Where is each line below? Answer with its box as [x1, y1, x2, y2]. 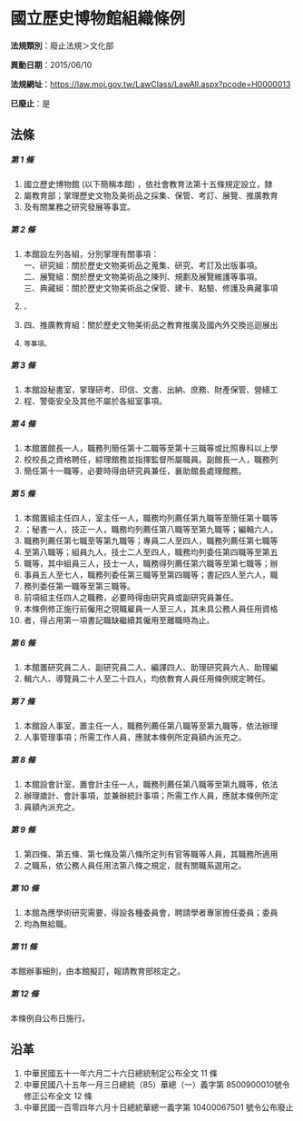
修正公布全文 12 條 [23, 1090, 93, 1101]
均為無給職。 [23, 918, 72, 929]
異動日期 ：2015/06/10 [10, 59, 93, 70]
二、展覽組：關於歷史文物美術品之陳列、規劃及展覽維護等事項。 [23, 272, 262, 283]
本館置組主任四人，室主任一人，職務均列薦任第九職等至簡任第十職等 [23, 512, 279, 523]
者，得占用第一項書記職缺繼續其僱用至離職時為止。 [23, 615, 215, 626]
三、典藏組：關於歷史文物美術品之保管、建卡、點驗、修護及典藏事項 [23, 283, 279, 293]
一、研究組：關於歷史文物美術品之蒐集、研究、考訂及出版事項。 [23, 260, 262, 271]
